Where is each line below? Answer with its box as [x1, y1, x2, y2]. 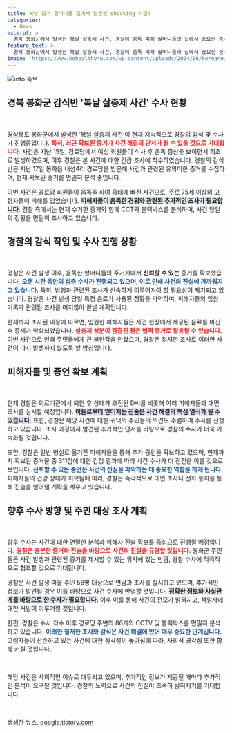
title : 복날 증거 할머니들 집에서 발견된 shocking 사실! [7, 10, 151, 17]
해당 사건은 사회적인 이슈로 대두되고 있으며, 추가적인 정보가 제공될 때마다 [7, 673, 202, 681]
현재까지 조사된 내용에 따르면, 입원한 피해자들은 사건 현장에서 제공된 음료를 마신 [7, 318, 221, 326]
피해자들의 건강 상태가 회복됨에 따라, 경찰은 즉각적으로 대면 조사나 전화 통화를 [7, 474, 215, 482]
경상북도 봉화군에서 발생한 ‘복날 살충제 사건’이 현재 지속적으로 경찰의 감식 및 [7, 130, 211, 138]
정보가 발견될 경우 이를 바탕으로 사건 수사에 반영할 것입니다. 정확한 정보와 [7, 587, 204, 595]
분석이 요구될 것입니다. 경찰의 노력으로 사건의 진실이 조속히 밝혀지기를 [14, 681, 202, 690]
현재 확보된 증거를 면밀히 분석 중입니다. [16, 173, 122, 182]
